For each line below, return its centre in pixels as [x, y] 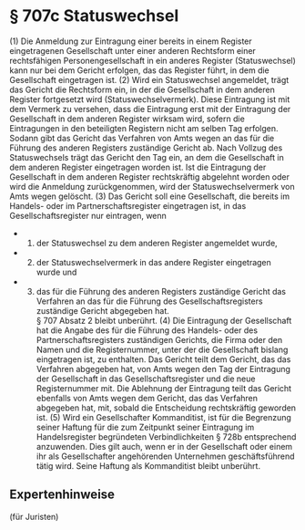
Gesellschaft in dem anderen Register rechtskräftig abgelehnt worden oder [149, 177]
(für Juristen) [34, 516]
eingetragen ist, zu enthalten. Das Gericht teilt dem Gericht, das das [163, 359]
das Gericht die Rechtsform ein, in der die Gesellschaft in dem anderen [142, 89]
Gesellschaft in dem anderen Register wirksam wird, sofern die [127, 119]
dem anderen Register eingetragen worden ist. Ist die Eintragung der [138, 167]
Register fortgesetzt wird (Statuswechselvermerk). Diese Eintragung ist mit [150, 99]
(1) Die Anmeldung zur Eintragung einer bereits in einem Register [131, 41]
